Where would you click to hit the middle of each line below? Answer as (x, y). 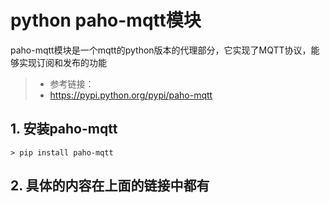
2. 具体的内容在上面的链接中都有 (110, 186)
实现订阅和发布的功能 (62, 62)
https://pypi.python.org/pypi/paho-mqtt (131, 95)
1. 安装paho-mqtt (64, 129)
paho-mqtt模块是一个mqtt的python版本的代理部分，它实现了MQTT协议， (161, 50)
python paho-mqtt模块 (106, 20)
